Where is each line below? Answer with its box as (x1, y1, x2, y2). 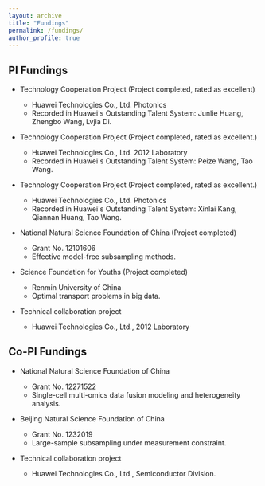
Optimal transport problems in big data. (31, 292, 161, 301)
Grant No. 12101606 (31, 244, 96, 253)
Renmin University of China (31, 283, 122, 292)
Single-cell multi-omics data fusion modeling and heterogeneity (31, 390, 241, 399)
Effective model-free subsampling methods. (31, 252, 177, 261)
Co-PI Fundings (8, 345, 88, 359)
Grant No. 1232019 (31, 429, 93, 439)
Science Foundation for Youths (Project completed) (19, 268, 189, 277)
